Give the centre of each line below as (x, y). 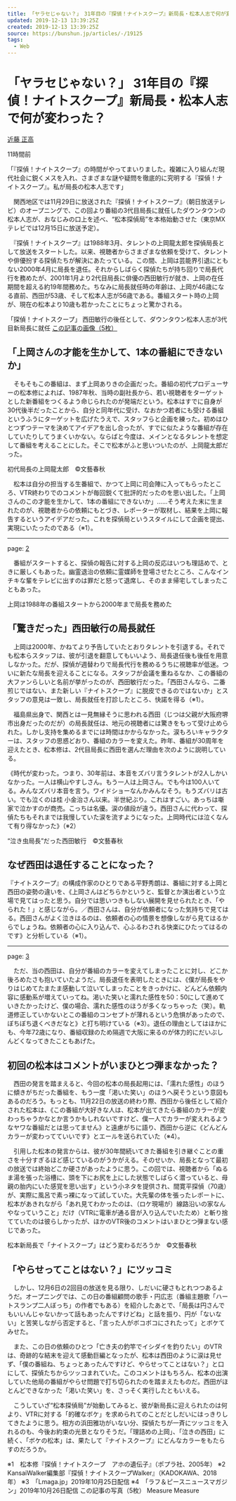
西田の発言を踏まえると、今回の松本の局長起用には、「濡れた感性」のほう (119, 1084)
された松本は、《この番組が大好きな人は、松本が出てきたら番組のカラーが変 (117, 1110)
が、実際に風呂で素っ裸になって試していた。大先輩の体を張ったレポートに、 (118, 1195)
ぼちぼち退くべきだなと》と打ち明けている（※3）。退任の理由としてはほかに (117, 1023)
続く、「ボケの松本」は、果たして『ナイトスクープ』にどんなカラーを (107, 1440)
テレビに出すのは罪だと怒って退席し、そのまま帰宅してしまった (130, 580)
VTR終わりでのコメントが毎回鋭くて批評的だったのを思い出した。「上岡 (123, 492)
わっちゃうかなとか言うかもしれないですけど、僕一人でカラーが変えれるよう (118, 1119)
